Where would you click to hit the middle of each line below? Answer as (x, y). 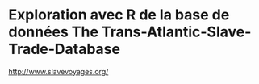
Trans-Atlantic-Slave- (176, 32)
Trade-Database (65, 49)
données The (54, 32)
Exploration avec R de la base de (119, 15)
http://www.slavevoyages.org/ (58, 71)
